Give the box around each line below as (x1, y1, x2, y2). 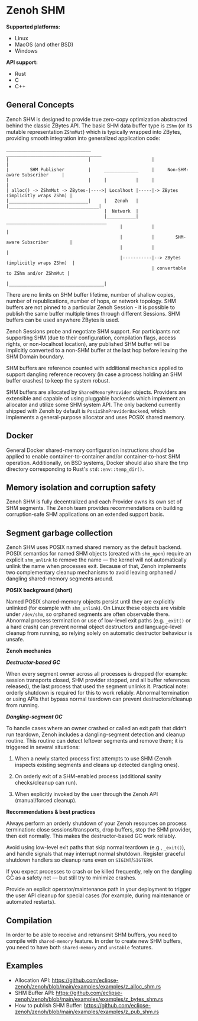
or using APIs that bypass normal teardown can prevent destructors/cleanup (6, 695, 193, 702)
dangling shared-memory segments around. (6, 575, 114, 582)
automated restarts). (6, 898, 56, 906)
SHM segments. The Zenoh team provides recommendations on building (6, 505, 183, 512)
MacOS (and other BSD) (14, 41, 74, 48)
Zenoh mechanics (6, 647, 51, 654)
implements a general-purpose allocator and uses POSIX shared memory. (6, 413, 186, 420)
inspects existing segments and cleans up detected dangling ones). (14, 762, 180, 769)
